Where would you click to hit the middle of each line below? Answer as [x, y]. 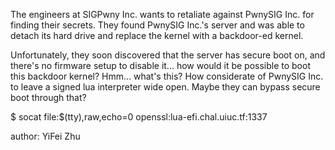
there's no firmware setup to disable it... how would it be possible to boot [160, 65]
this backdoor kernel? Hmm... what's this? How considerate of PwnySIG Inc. [167, 76]
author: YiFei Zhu [45, 136]
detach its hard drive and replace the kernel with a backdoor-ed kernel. [157, 35]
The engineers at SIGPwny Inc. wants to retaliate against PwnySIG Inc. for [162, 14]
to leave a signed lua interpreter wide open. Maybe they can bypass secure [165, 87]
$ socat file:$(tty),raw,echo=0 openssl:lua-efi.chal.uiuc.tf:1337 [139, 117]
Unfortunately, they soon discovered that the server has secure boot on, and [168, 55]
